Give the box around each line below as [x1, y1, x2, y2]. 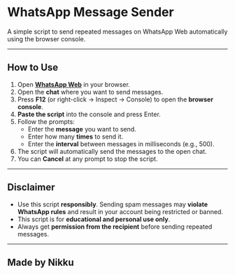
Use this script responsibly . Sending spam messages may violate [17, 200, 208, 209]
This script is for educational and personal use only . [17, 215, 171, 223]
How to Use [7, 62, 59, 73]
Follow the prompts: [17, 117, 75, 126]
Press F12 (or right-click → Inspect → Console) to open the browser [17, 95, 213, 104]
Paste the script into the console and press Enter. [17, 110, 161, 118]
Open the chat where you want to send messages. [17, 87, 164, 96]
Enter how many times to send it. [27, 132, 124, 141]
